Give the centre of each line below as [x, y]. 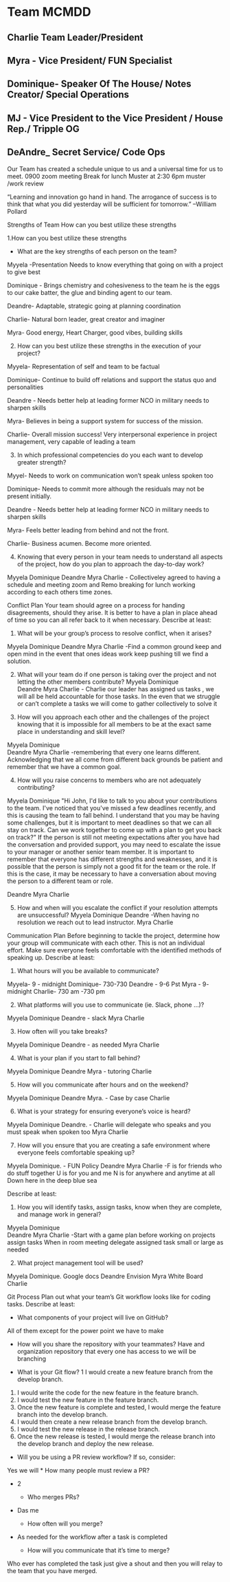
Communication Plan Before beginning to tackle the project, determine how [114, 935]
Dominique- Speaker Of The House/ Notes [99, 84]
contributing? [36, 787]
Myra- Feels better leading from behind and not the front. [88, 530]
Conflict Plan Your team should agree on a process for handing [96, 605]
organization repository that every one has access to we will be [107, 1351]
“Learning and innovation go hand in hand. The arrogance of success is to [112, 197]
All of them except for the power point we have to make [85, 1330]
